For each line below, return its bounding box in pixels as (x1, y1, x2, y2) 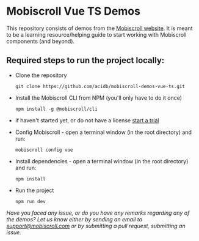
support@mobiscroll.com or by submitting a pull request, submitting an (6, 222, 186, 229)
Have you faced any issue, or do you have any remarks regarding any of (6, 209, 190, 217)
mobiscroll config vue (15, 147, 73, 153)
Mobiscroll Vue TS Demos (6, 4, 140, 18)
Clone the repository (15, 72, 67, 79)
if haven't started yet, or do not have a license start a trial (15, 116, 159, 124)
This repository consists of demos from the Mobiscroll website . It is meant (6, 24, 194, 32)
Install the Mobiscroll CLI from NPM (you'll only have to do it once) (15, 94, 182, 102)
